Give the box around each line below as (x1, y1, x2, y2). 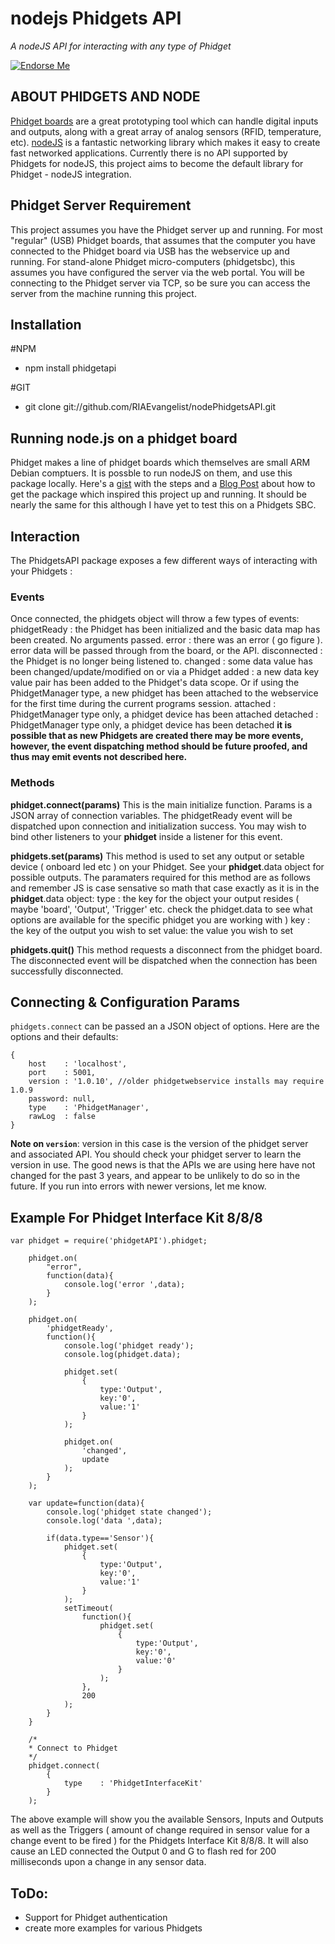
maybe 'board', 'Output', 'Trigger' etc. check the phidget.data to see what (10, 903, 313, 915)
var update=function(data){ (28, 1498, 145, 1509)
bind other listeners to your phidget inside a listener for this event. (10, 830, 283, 842)
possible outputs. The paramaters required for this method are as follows (10, 871, 311, 883)
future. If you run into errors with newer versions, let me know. (10, 1180, 267, 1192)
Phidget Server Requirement (10, 197, 192, 214)
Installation (10, 316, 82, 333)
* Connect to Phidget (28, 1743, 118, 1754)
